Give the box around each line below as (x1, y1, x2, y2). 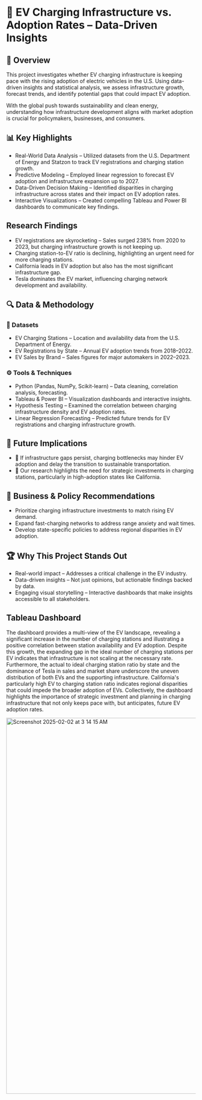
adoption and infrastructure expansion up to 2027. (14, 177, 139, 184)
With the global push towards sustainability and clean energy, (6, 102, 159, 109)
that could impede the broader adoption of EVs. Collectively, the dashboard (6, 687, 193, 694)
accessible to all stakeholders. (14, 596, 90, 603)
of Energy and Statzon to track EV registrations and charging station (14, 158, 184, 165)
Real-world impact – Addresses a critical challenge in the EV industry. (14, 570, 188, 577)
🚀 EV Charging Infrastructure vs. (6, 5, 172, 19)
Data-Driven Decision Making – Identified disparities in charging (14, 184, 173, 191)
